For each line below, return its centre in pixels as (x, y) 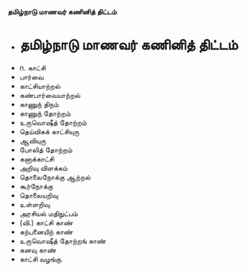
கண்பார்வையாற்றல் (50, 95)
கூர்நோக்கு (36, 186)
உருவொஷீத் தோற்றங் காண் (63, 240)
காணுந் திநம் (39, 104)
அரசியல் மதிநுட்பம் (49, 213)
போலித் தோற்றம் (46, 150)
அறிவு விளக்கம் (43, 168)
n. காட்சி (32, 67)
